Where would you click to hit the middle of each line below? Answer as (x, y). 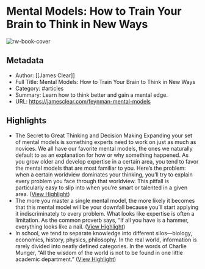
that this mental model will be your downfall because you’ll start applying (107, 207)
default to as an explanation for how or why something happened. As (102, 155)
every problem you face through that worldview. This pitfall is (92, 181)
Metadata (25, 60)
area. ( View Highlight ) (42, 194)
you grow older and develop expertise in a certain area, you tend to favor (107, 161)
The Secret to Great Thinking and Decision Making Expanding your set (104, 135)
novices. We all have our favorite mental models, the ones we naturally (104, 148)
